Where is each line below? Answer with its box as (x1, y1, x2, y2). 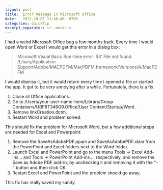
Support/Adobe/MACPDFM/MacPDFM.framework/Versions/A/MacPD (17, 64, 158, 70)
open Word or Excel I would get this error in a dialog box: (5, 44, 120, 50)
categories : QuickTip (5, 21, 50, 26)
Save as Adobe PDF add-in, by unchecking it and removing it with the (12, 160, 153, 165)
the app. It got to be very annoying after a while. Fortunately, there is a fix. (5, 84, 155, 90)
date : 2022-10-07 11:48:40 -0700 (5, 16, 78, 21)
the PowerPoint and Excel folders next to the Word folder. (12, 144, 129, 150)
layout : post (5, 7, 32, 12)
